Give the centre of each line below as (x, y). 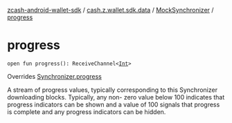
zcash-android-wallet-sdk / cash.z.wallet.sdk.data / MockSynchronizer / (110, 10)
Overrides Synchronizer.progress (54, 76)
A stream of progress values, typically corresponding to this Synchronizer (113, 90)
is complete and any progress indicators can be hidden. (87, 112)
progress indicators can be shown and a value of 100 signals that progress (114, 104)
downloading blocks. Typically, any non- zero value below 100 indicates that (116, 97)
